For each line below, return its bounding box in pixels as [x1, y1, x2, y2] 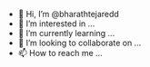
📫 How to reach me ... [17, 48, 103, 58]
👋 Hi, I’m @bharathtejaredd [17, 9, 120, 19]
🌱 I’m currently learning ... [17, 28, 115, 38]
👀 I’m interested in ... [17, 18, 95, 29]
